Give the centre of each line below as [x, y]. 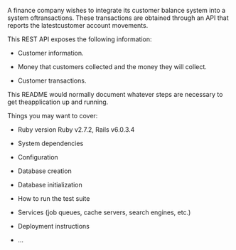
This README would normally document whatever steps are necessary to [115, 94]
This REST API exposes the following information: [80, 39]
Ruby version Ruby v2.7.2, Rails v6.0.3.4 [76, 130]
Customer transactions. [52, 80]
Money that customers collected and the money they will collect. [112, 67]
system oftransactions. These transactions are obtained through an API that [118, 18]
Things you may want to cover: [53, 116]
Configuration [38, 157]
